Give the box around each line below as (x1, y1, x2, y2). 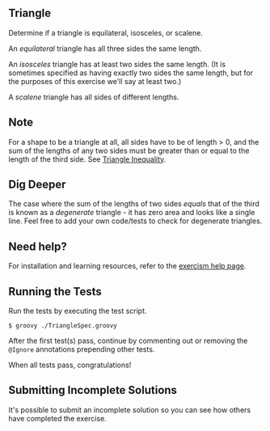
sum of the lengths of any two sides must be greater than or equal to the (8, 146, 250, 155)
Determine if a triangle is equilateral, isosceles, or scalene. (8, 27, 204, 37)
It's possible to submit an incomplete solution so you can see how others (8, 404, 251, 415)
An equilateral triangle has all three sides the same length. (8, 44, 202, 53)
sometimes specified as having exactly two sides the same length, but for (8, 68, 253, 78)
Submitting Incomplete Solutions (8, 383, 178, 397)
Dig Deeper (8, 178, 66, 192)
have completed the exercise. (8, 413, 107, 423)
